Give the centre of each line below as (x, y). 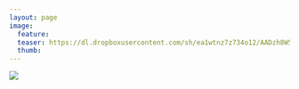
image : (21, 26)
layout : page (33, 17)
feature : (33, 34)
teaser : (32, 42)
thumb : (29, 51)
